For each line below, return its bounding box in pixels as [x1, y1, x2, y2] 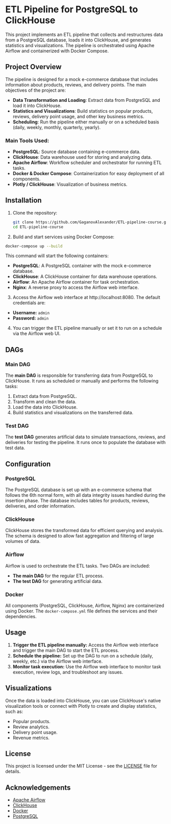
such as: [5, 708, 23, 714]
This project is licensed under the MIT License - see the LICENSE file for [5, 763, 157, 769]
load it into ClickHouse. [12, 102, 62, 109]
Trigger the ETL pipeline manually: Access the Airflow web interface [12, 642, 159, 648]
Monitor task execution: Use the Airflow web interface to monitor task [12, 663, 162, 669]
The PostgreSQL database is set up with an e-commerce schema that [5, 487, 152, 493]
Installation [5, 196, 42, 205]
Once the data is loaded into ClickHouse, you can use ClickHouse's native [5, 698, 161, 704]
